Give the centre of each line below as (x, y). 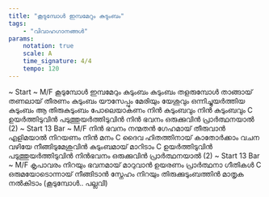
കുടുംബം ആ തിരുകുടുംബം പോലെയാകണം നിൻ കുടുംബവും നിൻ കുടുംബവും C (130, 109)
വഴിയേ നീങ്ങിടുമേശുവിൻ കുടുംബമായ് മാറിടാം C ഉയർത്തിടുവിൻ (110, 146)
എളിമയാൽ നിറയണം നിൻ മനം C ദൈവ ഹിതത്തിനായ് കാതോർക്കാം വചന (134, 137)
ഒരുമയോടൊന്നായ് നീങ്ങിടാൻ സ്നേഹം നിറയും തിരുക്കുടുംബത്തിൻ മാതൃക (126, 173)
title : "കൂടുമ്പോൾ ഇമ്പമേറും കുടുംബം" (67, 16)
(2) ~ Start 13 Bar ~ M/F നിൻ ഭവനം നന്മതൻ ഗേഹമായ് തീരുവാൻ (117, 128)
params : (21, 39)
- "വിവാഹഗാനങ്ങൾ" (55, 31)
